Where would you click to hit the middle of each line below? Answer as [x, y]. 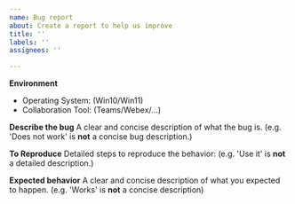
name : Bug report [41, 17]
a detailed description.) [52, 163]
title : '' [28, 34]
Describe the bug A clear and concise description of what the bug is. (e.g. [145, 127]
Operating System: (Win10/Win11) [83, 101]
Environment [33, 83]
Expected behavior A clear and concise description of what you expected [145, 180]
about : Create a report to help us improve [91, 26]
